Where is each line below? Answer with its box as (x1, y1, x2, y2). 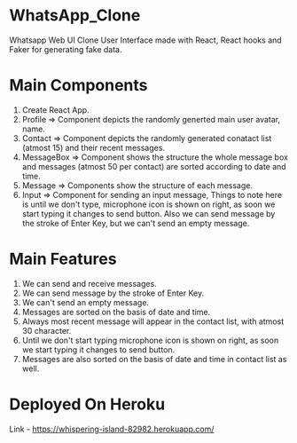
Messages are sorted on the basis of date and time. (21, 306, 211, 317)
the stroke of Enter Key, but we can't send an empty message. (21, 218, 250, 228)
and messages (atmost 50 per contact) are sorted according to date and (21, 161, 286, 171)
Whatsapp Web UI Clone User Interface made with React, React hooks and (9, 35, 282, 45)
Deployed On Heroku (9, 394, 166, 414)
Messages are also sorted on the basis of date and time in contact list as (21, 353, 287, 364)
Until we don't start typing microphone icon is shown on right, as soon (21, 335, 279, 345)
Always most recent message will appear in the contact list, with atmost (21, 316, 285, 327)
